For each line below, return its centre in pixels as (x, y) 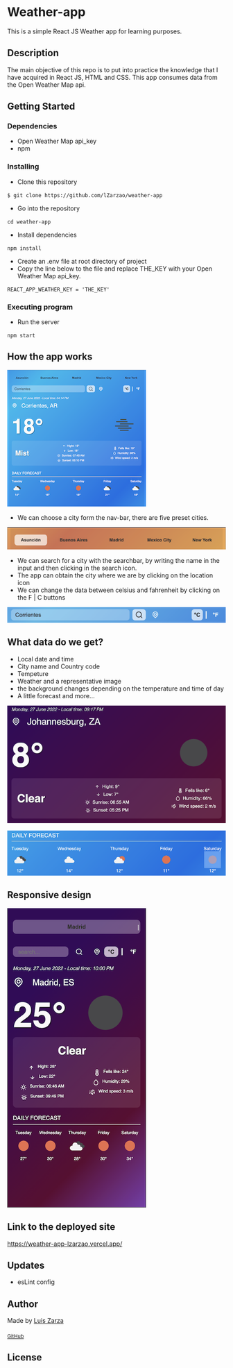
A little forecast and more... (56, 695)
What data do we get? (55, 642)
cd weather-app (29, 222)
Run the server (38, 322)
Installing (23, 167)
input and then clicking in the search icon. (77, 568)
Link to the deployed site (61, 1227)
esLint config (36, 1282)
